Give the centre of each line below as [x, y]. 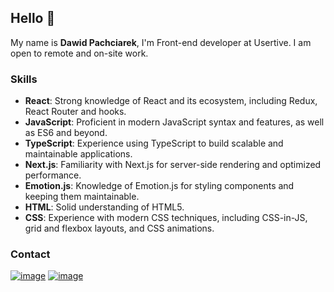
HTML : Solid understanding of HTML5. [104, 207]
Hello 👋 [33, 18]
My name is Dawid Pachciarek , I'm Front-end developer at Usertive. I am [161, 42]
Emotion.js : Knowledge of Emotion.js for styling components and [159, 186]
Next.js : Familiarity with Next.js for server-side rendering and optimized [173, 165]
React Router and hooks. [75, 112]
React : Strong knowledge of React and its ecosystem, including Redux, [171, 101]
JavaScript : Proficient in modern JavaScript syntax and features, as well [174, 122]
